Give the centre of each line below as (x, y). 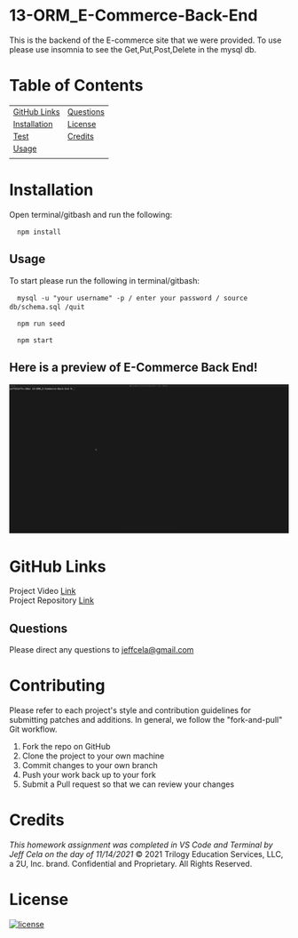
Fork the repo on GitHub (66, 747)
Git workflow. (33, 729)
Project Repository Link (52, 600)
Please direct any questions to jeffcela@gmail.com (102, 650)
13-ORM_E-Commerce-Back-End (133, 16)
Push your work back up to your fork (89, 775)
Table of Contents (76, 86)
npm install (39, 232)
